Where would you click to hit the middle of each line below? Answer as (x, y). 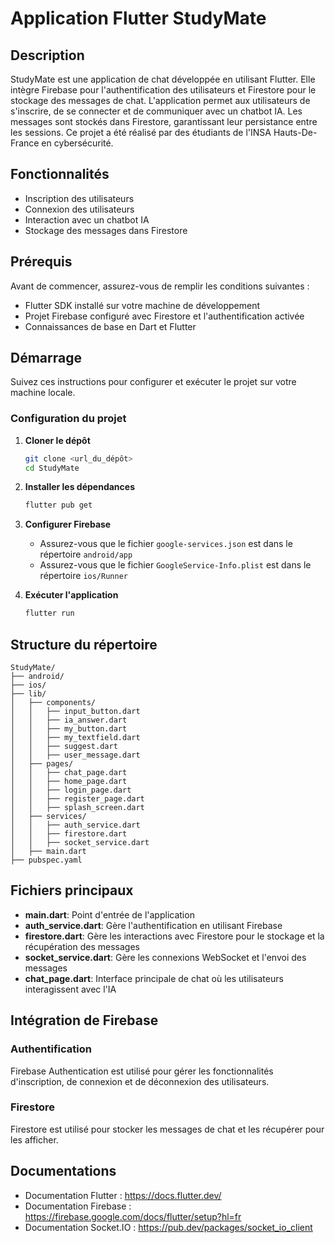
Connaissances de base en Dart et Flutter (110, 326)
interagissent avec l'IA (70, 989)
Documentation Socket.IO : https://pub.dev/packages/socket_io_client (168, 1227)
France (25, 143)
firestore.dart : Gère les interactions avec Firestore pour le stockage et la (174, 936)
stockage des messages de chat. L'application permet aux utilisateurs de (160, 100)
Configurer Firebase (68, 524)
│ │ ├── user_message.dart (75, 755)
